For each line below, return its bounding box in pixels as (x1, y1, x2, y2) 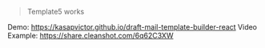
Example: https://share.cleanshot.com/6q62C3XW (7, 31, 174, 40)
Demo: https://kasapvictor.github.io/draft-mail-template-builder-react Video (7, 22, 258, 31)
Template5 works (26, 7, 85, 16)
